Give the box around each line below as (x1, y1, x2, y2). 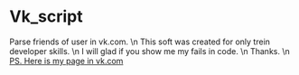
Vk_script (9, 6, 83, 27)
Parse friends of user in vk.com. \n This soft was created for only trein (9, 36, 271, 47)
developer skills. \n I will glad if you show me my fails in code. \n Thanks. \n (9, 45, 291, 56)
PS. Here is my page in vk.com (9, 55, 124, 66)
